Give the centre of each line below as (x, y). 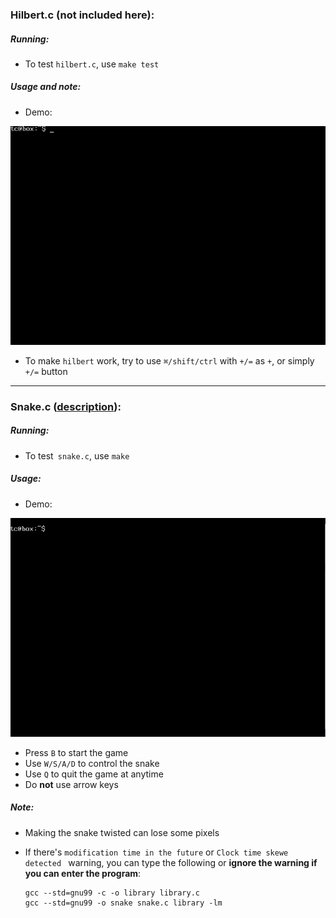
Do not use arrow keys (71, 784)
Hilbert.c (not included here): (82, 15)
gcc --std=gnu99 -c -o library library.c (112, 893)
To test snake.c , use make (77, 455)
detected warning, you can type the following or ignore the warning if (171, 862)
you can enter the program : (83, 873)
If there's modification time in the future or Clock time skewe (156, 852)
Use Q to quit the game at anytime (94, 774)
